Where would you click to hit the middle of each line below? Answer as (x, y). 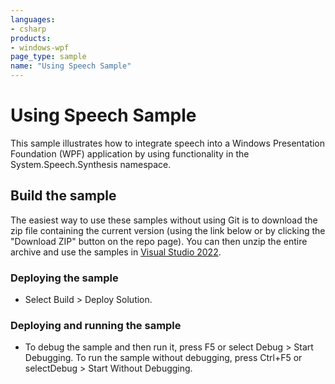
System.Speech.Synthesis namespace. (91, 164)
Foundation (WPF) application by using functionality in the (130, 153)
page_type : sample (48, 57)
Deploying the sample (64, 278)
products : (31, 38)
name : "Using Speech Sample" (71, 66)
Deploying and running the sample (96, 325)
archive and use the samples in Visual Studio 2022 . (116, 252)
